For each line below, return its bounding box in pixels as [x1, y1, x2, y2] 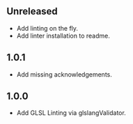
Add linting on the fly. [16, 24, 78, 32]
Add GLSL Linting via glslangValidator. [16, 109, 126, 117]
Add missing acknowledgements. [16, 70, 113, 79]
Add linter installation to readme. [16, 31, 111, 40]
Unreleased [6, 6, 58, 17]
